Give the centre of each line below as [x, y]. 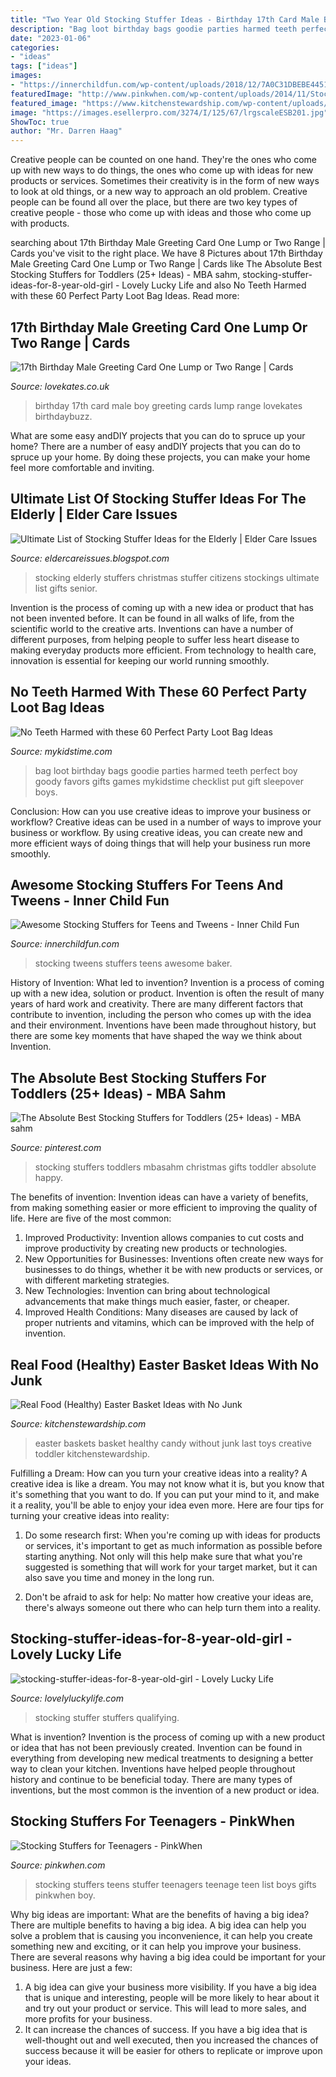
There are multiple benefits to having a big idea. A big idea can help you [158, 1925]
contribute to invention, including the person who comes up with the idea [161, 1015]
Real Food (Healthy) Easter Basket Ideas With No [165, 1364]
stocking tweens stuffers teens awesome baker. [133, 963]
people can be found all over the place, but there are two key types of [154, 202]
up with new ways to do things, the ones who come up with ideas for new [162, 170]
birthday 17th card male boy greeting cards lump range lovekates [168, 405]
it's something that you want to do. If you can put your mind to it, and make [165, 1494]
